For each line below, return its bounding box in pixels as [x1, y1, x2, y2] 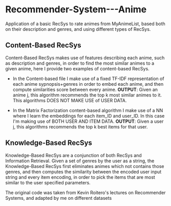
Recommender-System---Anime [5, 4, 147, 15]
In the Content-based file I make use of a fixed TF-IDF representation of [12, 76, 165, 82]
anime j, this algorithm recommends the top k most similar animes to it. [12, 91, 162, 98]
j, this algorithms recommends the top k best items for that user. [12, 123, 148, 129]
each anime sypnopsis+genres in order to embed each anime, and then [12, 81, 164, 87]
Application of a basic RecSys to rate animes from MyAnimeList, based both [5, 21, 165, 27]
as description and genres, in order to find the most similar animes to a [5, 60, 155, 66]
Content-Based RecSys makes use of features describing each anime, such [5, 54, 165, 61]
